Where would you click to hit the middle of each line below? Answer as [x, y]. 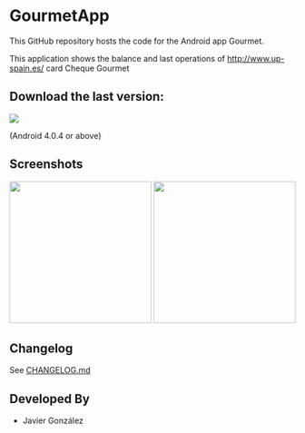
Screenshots [46, 164]
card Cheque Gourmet [88, 68]
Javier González [53, 421]
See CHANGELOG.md [50, 370]
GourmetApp [59, 16]
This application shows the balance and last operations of [117, 58]
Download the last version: [87, 97]
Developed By [50, 399]
